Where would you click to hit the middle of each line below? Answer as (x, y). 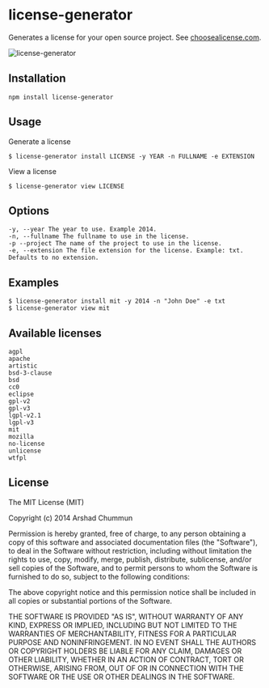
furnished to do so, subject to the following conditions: (99, 576)
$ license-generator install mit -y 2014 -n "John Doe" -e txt (117, 301)
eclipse (21, 394)
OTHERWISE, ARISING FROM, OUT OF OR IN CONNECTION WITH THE (126, 668)
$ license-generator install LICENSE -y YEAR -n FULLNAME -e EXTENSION (131, 156)
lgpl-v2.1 (25, 415)
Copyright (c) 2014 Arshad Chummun (71, 518)
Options (29, 211)
